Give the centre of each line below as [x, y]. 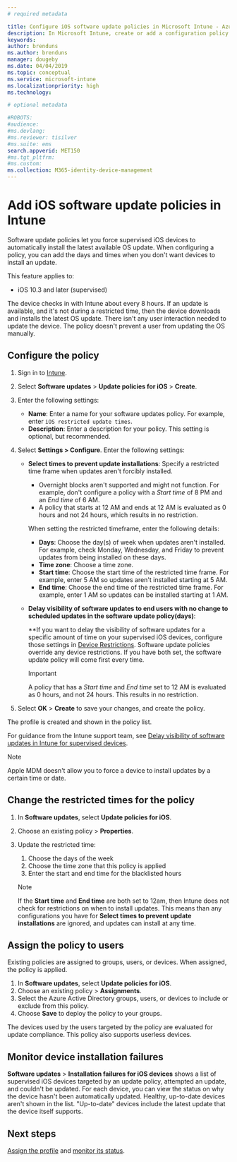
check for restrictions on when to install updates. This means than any [120, 908]
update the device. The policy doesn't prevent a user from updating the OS [116, 326]
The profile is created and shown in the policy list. [80, 722]
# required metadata [38, 14]
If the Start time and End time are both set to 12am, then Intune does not [123, 901]
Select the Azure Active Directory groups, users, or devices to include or [123, 998]
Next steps [32, 1133]
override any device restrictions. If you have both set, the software [125, 652]
